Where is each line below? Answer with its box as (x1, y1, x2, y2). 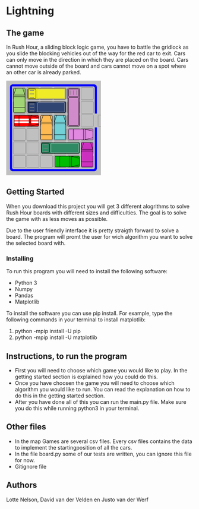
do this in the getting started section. (14, 392, 105, 399)
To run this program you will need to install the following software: (6, 268, 168, 275)
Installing (6, 254, 34, 263)
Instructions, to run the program (6, 351, 128, 361)
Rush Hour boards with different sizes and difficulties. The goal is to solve (6, 209, 187, 216)
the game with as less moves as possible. (6, 215, 108, 222)
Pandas (14, 292, 34, 299)
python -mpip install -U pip (14, 328, 81, 335)
